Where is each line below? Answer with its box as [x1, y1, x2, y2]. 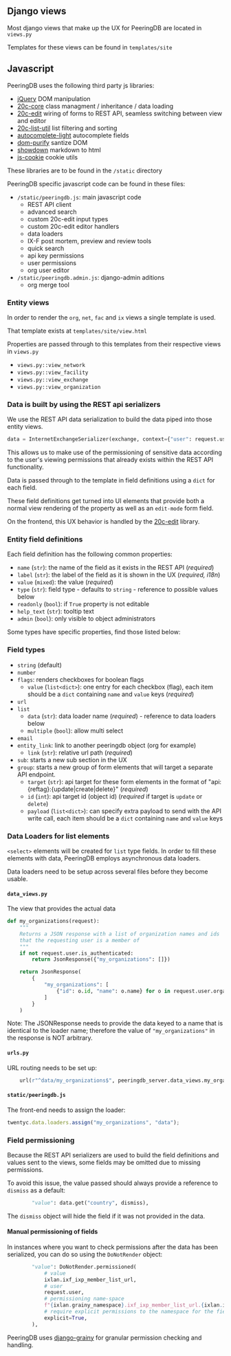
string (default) [16, 660, 62, 669]
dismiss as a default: [7, 1186, 66, 1194]
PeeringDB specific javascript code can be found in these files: [7, 179, 186, 188]
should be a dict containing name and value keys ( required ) [27, 690, 195, 698]
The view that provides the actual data [7, 904, 116, 913]
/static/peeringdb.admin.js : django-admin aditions [16, 273, 165, 281]
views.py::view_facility [16, 369, 89, 376]
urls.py [7, 1049, 30, 1057]
